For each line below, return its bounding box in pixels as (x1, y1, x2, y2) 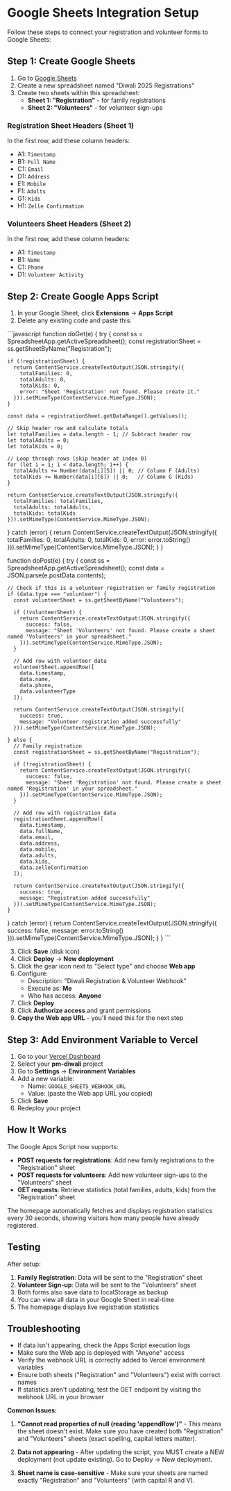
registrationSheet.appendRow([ (13, 816, 104, 823)
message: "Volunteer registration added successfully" (19, 718, 182, 725)
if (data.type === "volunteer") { (7, 591, 108, 598)
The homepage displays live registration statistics (17, 1303, 160, 1311)
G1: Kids (17, 195, 41, 203)
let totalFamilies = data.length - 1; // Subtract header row (7, 431, 191, 438)
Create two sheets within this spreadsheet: (17, 88, 140, 97)
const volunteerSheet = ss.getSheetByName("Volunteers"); (13, 597, 185, 604)
